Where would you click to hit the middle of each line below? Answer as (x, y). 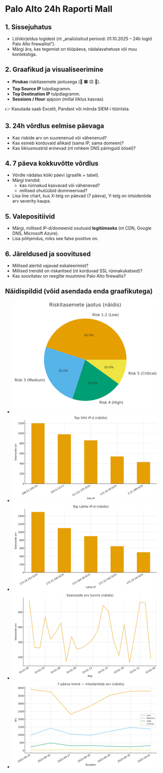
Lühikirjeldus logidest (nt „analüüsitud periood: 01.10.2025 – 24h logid (82, 39)
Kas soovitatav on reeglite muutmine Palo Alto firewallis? (69, 276)
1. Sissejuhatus (29, 27)
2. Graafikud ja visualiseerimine (54, 70)
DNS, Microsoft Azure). (35, 233)
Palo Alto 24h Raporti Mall (59, 9)
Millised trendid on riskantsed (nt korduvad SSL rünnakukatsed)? (77, 271)
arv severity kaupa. (31, 201)
